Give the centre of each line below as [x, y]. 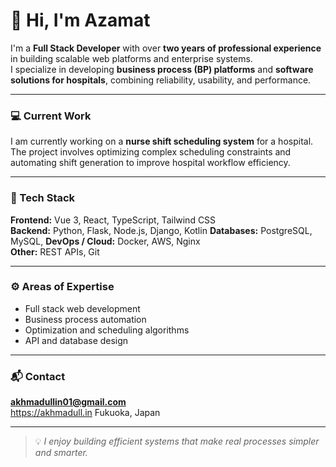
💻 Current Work [51, 116]
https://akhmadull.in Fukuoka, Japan [85, 413]
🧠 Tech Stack [43, 198]
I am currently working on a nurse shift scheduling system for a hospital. [162, 141]
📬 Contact [38, 376]
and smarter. [61, 453]
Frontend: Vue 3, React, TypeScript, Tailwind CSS [113, 220]
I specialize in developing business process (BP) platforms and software [162, 69]
